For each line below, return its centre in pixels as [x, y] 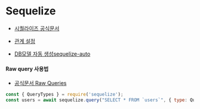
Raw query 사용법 [27, 69]
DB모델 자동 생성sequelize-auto [52, 54]
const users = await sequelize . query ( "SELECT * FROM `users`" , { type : [96, 100]
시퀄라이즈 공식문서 [37, 28]
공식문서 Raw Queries [40, 83]
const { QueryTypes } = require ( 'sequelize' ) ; [64, 95]
